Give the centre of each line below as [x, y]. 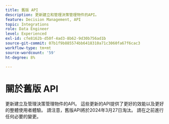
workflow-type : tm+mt [28, 48]
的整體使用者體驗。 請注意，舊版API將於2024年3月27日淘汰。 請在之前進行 [85, 110]
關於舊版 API [32, 89]
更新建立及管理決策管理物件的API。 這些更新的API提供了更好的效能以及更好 [85, 104]
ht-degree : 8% [20, 57]
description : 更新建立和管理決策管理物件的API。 [52, 15]
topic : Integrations [27, 24]
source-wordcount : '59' [31, 53]
